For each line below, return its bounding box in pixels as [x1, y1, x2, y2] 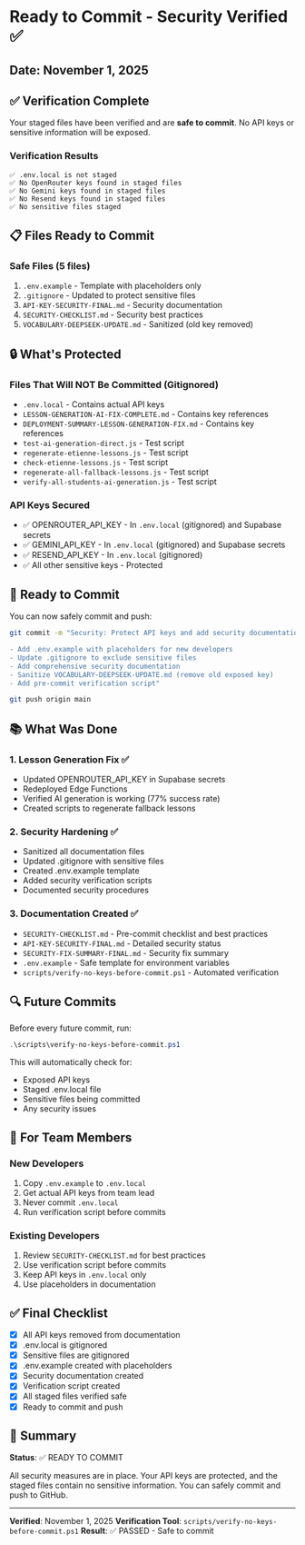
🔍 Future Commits [9, 993, 116, 1010]
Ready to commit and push [22, 1401, 123, 1412]
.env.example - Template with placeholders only [22, 280, 202, 292]
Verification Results [9, 150, 99, 163]
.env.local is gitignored [22, 1340, 108, 1351]
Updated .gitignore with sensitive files [22, 856, 165, 867]
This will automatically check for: [9, 1057, 133, 1068]
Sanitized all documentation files [22, 846, 145, 857]
